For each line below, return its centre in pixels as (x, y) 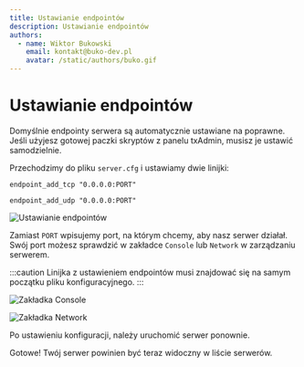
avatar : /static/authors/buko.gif (91, 60)
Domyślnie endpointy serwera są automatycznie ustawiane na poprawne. (147, 131)
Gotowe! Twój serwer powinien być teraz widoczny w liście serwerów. (141, 352)
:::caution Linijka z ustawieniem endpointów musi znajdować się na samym (150, 272)
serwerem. (30, 254)
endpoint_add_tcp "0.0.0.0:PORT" (73, 184)
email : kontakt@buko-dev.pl (79, 52)
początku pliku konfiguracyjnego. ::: (77, 282)
